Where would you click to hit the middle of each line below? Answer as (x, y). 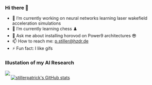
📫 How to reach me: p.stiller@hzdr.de (50, 41)
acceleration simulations (36, 23)
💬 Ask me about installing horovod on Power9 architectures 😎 (74, 36)
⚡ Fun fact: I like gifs (32, 48)
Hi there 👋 (17, 8)
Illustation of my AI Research (40, 63)
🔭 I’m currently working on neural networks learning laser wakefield (80, 18)
